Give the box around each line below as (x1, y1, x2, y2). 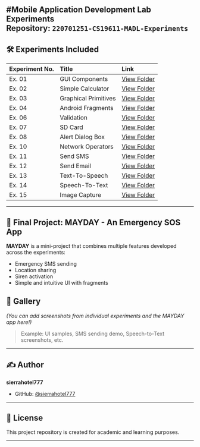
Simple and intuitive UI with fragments (14, 279, 108, 287)
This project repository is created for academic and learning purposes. (6, 429, 180, 436)
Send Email (60, 162, 91, 170)
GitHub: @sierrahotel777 (14, 390, 76, 397)
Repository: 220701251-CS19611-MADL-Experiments (6, 23, 189, 33)
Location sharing (14, 267, 57, 274)
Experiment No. (9, 65, 55, 73)
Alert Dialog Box (60, 133, 105, 141)
